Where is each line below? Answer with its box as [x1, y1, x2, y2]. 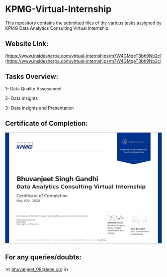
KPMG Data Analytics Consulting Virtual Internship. [5, 25, 110, 31]
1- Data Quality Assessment [5, 85, 62, 91]
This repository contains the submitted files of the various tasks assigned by [5, 20, 162, 26]
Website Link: [5, 40, 49, 48]
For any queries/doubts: [5, 253, 82, 261]
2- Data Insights [5, 95, 38, 101]
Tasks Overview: [5, 72, 59, 81]
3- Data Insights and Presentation [5, 105, 74, 111]
